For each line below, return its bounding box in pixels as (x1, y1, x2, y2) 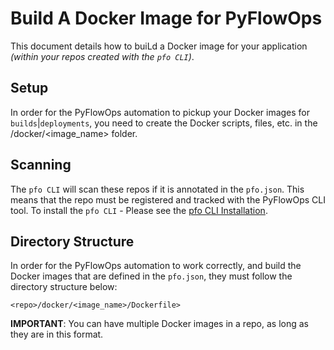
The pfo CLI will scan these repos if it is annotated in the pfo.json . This (10, 183, 305, 195)
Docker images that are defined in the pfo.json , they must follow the (10, 270, 293, 282)
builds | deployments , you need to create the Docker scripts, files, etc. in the (10, 117, 318, 129)
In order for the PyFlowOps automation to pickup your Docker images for (10, 106, 311, 118)
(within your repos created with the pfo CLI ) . (10, 50, 195, 62)
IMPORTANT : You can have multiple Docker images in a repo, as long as (10, 318, 310, 330)
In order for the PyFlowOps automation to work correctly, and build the (10, 260, 302, 272)
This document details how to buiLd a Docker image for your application (10, 40, 308, 52)
